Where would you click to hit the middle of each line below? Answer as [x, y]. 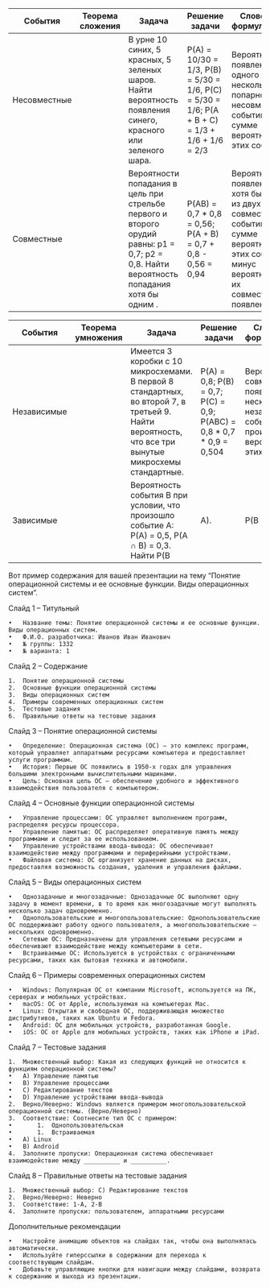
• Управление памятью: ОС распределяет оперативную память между [124, 832]
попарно [248, 95]
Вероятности [153, 174]
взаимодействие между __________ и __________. [90, 1161]
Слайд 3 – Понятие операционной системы [83, 731]
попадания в [153, 183]
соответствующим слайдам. [51, 1262]
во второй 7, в [158, 402]
